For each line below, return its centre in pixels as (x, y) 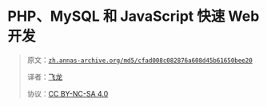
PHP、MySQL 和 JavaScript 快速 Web (133, 16)
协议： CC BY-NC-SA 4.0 (68, 93)
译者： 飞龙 (45, 77)
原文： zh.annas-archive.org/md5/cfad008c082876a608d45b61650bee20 (139, 60)
